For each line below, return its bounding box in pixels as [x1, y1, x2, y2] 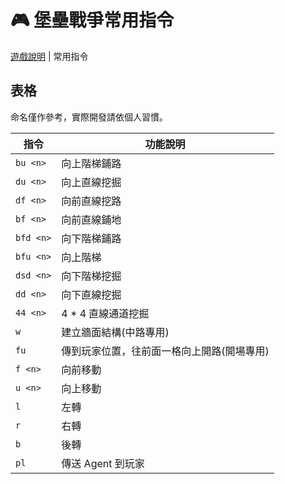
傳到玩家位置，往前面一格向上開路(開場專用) [61, 344, 270, 358]
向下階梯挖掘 [61, 269, 122, 283]
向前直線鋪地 [61, 212, 122, 226]
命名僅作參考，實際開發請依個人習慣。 [10, 111, 168, 123]
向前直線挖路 [61, 194, 122, 208]
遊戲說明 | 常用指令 [10, 50, 89, 62]
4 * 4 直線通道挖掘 [61, 306, 150, 320]
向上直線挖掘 [61, 175, 122, 189]
